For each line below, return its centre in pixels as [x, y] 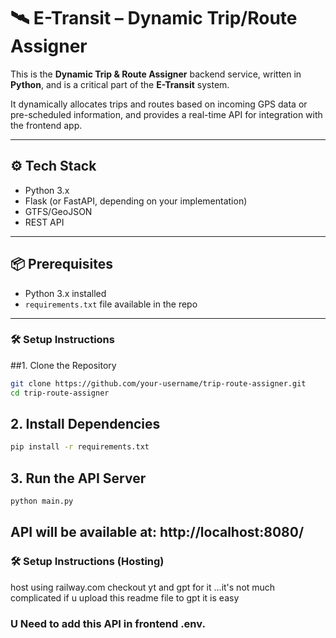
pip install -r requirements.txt [80, 447]
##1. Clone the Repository [63, 365]
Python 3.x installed [65, 293]
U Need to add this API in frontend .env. [108, 623]
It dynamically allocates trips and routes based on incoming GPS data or [159, 104]
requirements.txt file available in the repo [111, 304]
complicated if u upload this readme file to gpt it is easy [125, 597]
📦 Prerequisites [62, 264]
